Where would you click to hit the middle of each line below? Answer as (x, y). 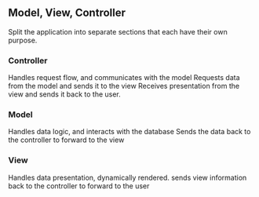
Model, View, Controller (67, 13)
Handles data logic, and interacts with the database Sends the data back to (129, 132)
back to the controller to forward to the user (79, 186)
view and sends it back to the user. (65, 94)
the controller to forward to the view (66, 140)
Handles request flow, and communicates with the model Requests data (124, 78)
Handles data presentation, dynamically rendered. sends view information (128, 177)
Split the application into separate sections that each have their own (118, 31)
